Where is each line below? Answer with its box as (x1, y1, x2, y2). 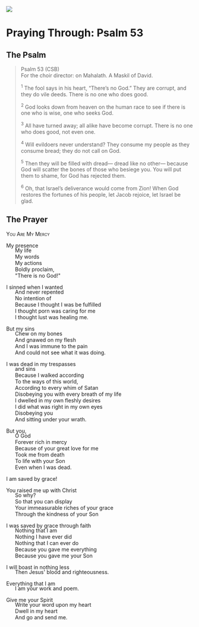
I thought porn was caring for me (14, 307, 96, 314)
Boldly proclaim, (14, 266, 55, 273)
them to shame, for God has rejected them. (20, 172, 127, 179)
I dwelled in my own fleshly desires (14, 396, 101, 404)
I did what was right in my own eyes (14, 403, 103, 410)
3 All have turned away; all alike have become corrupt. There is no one (20, 121, 193, 129)
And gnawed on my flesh (14, 336, 76, 344)
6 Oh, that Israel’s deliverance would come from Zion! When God (20, 184, 179, 192)
